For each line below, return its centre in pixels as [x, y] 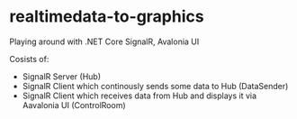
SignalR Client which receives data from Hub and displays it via [139, 96]
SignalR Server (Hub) [62, 76]
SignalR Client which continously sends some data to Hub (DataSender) [155, 86]
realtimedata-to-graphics [107, 17]
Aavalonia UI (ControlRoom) [74, 105]
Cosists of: [29, 59]
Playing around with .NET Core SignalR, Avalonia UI [104, 41]
